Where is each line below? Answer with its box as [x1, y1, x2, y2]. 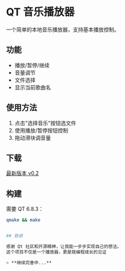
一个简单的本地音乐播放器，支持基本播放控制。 [6, 26, 119, 33]
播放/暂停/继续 [14, 61, 50, 68]
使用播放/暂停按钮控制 [14, 127, 69, 134]
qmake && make [6, 217, 41, 223]
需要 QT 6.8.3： [6, 206, 44, 213]
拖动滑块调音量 [14, 134, 51, 141]
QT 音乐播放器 [6, 5, 75, 19]
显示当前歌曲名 [14, 84, 51, 91]
